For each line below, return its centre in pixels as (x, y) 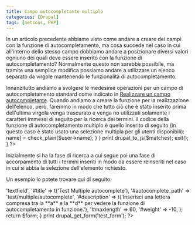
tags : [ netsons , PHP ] (32, 22)
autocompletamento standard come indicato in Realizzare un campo (88, 94)
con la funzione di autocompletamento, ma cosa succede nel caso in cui (93, 45)
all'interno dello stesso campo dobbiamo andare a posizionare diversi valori (97, 52)
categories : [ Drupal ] (32, 17)
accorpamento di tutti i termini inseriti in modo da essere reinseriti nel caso (96, 162)
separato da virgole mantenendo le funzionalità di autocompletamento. (91, 76)
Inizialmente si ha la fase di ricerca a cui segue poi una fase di (81, 156)
